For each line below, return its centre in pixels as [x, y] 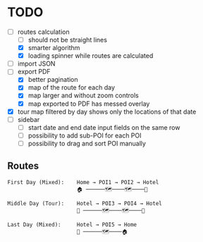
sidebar [29, 119]
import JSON [36, 63]
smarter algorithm [54, 48]
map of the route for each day [71, 87]
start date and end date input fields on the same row [104, 127]
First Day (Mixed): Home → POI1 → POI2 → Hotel [83, 182]
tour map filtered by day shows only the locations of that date [107, 111]
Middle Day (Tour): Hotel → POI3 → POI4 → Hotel [85, 203]
